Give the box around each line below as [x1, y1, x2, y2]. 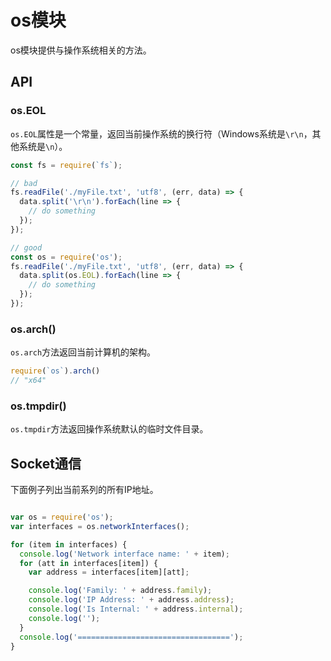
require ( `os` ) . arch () [10, 366, 101, 376]
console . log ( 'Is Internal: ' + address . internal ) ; [28, 604, 244, 615]
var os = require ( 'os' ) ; [10, 512, 114, 523]
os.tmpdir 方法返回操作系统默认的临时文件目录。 [10, 423, 209, 435]
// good [10, 242, 43, 253]
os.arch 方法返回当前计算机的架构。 [10, 346, 157, 358]
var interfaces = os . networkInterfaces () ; [10, 521, 190, 531]
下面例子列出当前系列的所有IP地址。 [10, 484, 159, 496]
